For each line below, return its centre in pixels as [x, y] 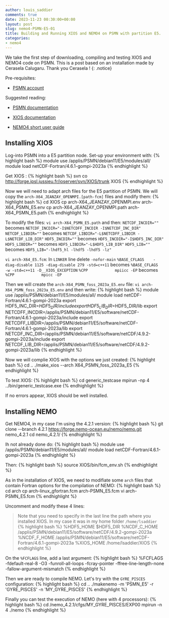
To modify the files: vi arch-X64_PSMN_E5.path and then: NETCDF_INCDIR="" [82, 222]
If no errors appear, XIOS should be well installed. [57, 395]
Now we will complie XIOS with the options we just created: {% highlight [80, 360]
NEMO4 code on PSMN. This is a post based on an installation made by [79, 63]
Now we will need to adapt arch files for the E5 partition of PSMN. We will [81, 191]
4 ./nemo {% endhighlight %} [36, 610]
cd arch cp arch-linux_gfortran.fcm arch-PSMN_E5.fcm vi [65, 491]
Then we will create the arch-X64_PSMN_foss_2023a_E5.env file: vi [72, 284]
